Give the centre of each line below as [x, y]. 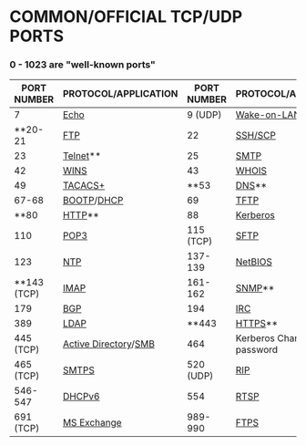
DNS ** [251, 186]
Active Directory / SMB [108, 344]
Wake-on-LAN [268, 115]
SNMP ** [255, 288]
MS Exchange [92, 423]
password [257, 350]
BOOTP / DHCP [93, 201]
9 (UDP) [204, 115]
